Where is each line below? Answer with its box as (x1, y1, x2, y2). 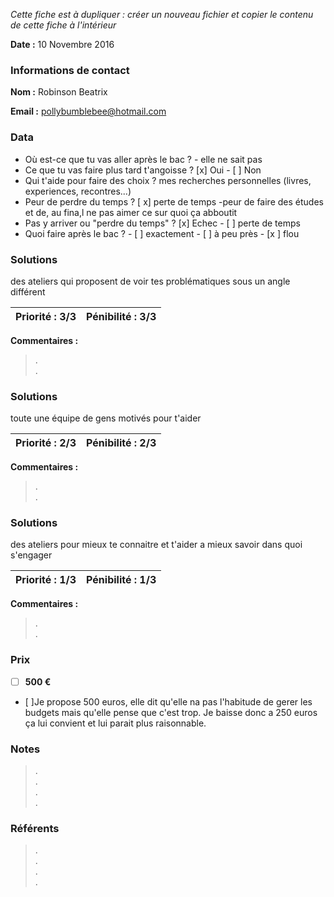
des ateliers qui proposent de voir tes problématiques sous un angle (10, 275, 291, 287)
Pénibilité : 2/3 (86, 436, 157, 450)
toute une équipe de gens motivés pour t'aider (10, 412, 202, 424)
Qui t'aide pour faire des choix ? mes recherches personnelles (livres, (24, 174, 312, 186)
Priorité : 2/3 (15, 436, 77, 450)
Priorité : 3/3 (15, 309, 77, 323)
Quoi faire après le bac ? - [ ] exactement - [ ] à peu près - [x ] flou (24, 227, 300, 239)
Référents (10, 822, 60, 836)
